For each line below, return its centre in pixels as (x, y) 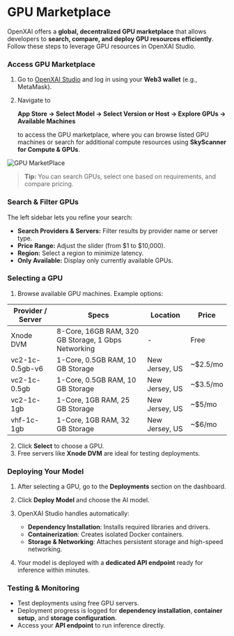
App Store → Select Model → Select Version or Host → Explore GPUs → (122, 114)
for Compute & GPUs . (49, 150)
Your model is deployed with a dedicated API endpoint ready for (110, 563)
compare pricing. (49, 184)
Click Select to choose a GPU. (61, 446)
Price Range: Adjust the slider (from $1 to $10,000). (91, 245)
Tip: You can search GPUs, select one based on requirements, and (120, 177)
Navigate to (34, 100)
